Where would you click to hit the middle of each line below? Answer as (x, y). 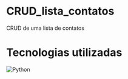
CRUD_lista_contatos (60, 11)
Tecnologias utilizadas (64, 53)
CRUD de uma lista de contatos (45, 28)
